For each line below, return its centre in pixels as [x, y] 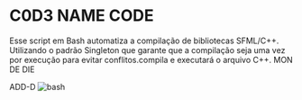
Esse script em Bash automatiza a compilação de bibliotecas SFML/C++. [144, 41]
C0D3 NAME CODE [82, 16]
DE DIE [22, 69]
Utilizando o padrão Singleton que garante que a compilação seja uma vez [147, 50]
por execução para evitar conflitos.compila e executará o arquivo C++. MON [151, 59]
